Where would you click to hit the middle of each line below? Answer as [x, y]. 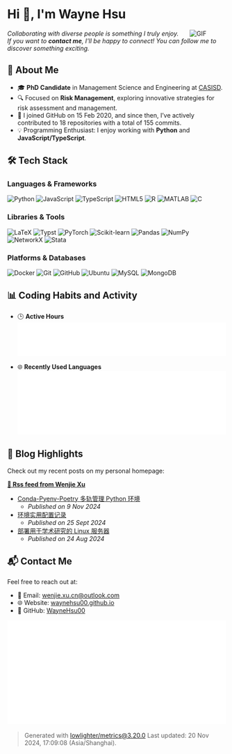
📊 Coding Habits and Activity [72, 296]
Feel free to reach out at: [42, 581]
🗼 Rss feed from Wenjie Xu [46, 484]
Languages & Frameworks [52, 184]
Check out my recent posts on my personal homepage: [86, 471]
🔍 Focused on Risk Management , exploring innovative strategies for [116, 97]
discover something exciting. [48, 48]
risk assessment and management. [67, 108]
